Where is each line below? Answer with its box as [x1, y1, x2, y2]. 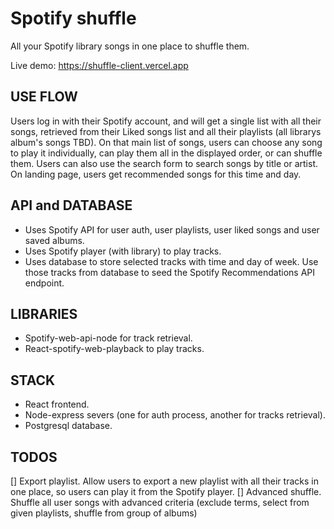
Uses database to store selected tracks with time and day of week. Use [24, 255, 319, 267]
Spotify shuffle [10, 7, 137, 30]
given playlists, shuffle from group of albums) [10, 507, 198, 519]
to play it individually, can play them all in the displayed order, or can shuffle [10, 147, 323, 159]
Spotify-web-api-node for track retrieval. [24, 332, 193, 344]
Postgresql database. [24, 420, 113, 432]
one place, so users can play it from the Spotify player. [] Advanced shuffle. [10, 486, 322, 497]
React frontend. [24, 398, 90, 411]
